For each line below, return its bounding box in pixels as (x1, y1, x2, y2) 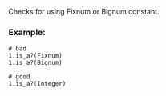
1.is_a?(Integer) (8, 80, 67, 88)
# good (8, 73, 30, 81)
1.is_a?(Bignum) (8, 59, 63, 67)
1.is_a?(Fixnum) (8, 52, 63, 60)
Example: (8, 26, 46, 38)
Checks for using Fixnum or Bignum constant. (8, 7, 160, 16)
